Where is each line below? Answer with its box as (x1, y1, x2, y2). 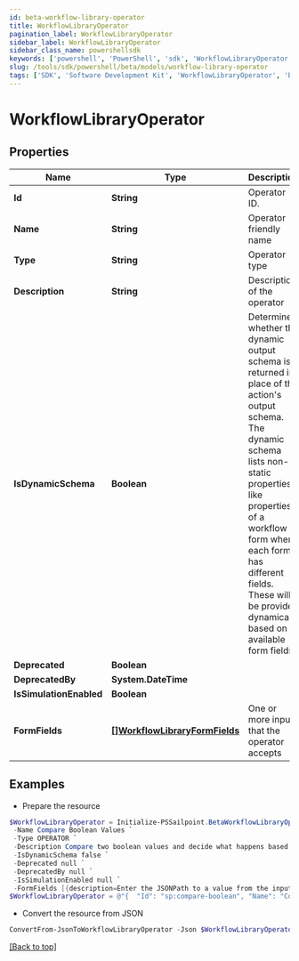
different (247, 566, 285, 578)
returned (247, 366, 285, 378)
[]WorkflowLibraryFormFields (110, 724, 240, 737)
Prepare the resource (21, 800, 101, 811)
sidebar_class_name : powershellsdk (9, 46, 141, 55)
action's (247, 388, 282, 400)
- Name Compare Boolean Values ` (12, 826, 133, 835)
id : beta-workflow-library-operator (9, 12, 145, 22)
